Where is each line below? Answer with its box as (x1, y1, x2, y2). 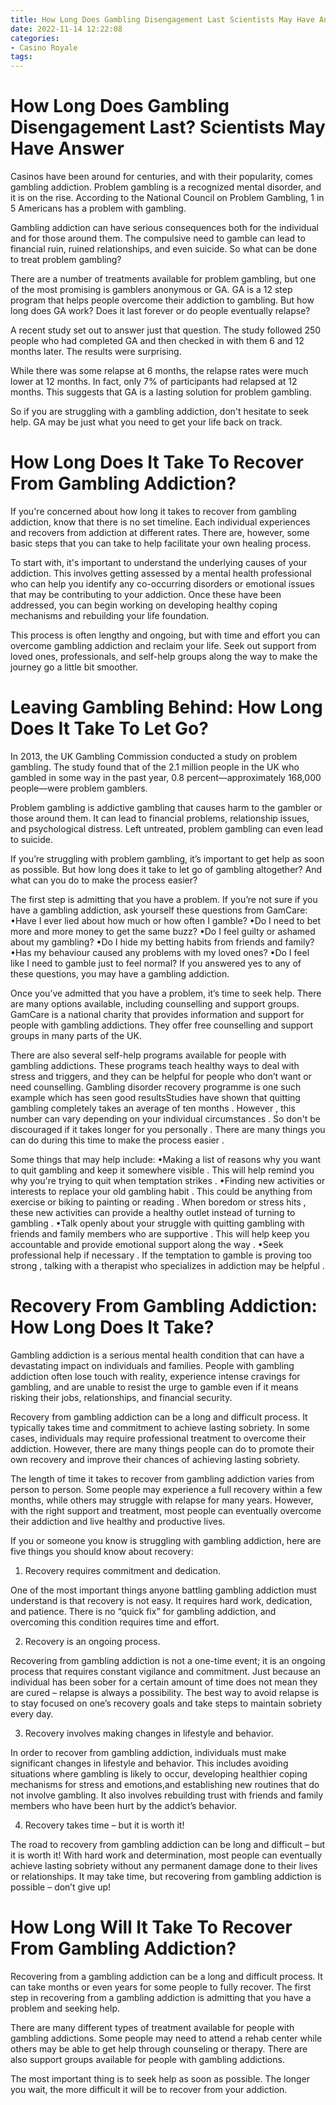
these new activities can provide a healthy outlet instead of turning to (10, 1206, 296, 1218)
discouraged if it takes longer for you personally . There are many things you (10, 1123, 326, 1135)
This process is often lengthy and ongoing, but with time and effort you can (10, 629, 321, 641)
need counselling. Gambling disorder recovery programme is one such (10, 1081, 302, 1093)
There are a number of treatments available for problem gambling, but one (10, 273, 317, 285)
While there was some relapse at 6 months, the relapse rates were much (10, 365, 309, 377)
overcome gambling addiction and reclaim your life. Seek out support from (10, 640, 317, 651)
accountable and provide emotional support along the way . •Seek (10, 1238, 284, 1250)
